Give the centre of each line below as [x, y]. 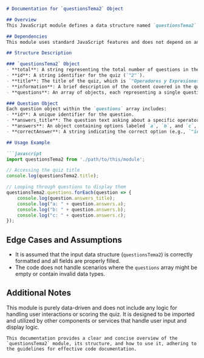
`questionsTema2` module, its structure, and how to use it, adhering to [102, 343]
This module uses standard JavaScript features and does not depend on [99, 42]
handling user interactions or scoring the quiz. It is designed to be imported [100, 314]
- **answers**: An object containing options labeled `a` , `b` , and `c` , [102, 126]
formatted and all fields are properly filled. [68, 261]
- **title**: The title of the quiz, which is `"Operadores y [87, 81]
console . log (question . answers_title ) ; [66, 198]
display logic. [23, 327]
